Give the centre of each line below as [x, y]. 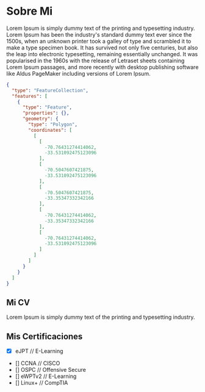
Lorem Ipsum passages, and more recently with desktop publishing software [103, 67]
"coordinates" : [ [50, 130]
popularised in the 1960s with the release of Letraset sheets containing [95, 60]
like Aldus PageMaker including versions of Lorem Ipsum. [78, 73]
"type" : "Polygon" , [53, 125]
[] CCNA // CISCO [38, 363]
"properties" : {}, [46, 113]
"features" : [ [30, 96]
